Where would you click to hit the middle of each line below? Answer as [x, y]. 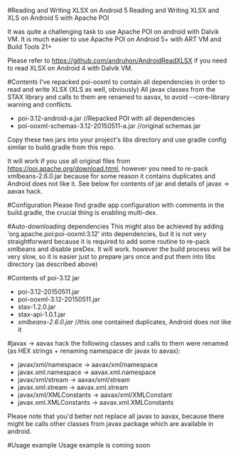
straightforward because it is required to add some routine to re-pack [109, 242]
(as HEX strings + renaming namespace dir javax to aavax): [94, 351]
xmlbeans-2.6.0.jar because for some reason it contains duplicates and [111, 176]
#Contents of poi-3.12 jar [44, 278]
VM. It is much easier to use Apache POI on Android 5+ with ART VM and [114, 39]
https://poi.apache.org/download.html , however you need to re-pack [108, 169]
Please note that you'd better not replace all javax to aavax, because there [116, 416]
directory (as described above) [53, 264]
